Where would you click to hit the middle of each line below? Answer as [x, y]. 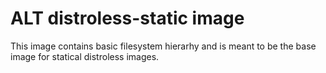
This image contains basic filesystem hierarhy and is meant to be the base [163, 46]
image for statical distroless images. [85, 56]
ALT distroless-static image [127, 18]
